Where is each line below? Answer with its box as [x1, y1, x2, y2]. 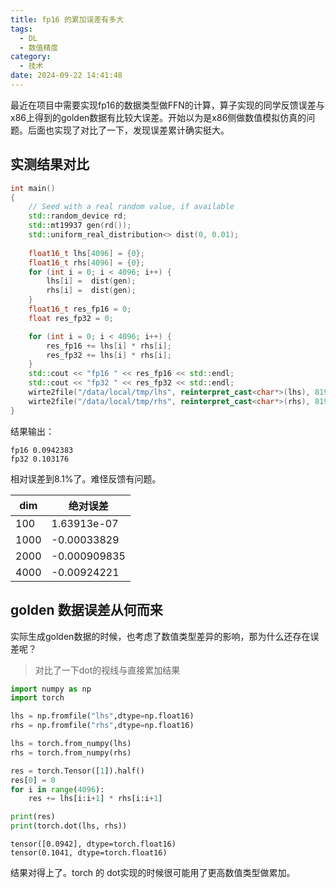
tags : [10, 24, 33, 34]
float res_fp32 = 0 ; [28, 313, 114, 323]
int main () [10, 183, 56, 193]
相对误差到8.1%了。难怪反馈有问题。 [10, 472, 162, 485]
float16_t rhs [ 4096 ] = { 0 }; [28, 257, 145, 268]
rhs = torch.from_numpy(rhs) [10, 747, 132, 758]
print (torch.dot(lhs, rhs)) [10, 821, 128, 831]
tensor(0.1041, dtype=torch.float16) [10, 848, 168, 858]
